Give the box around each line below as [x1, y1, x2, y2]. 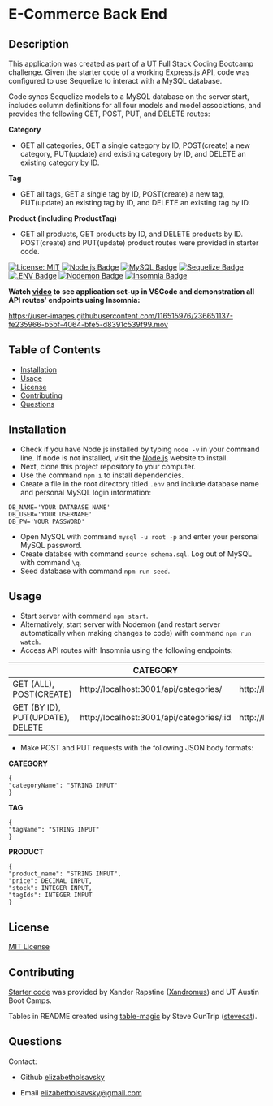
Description [8, 37, 69, 51]
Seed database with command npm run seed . [19, 566, 171, 576]
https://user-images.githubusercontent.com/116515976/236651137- [8, 311, 234, 321]
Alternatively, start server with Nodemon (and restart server [19, 620, 221, 629]
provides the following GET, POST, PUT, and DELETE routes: [8, 109, 210, 119]
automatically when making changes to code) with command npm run [19, 629, 252, 638]
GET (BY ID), [12, 702, 61, 713]
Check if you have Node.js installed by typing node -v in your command [19, 444, 260, 454]
